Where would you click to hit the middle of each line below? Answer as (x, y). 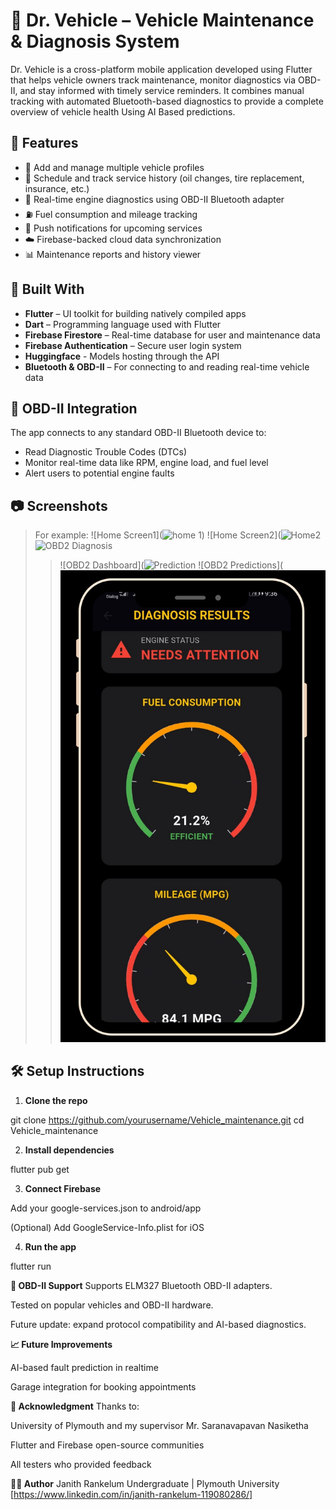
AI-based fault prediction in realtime (84, 1367)
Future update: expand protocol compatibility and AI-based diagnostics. (158, 1324)
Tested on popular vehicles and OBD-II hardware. (112, 1305)
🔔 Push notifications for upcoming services (113, 228)
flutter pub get (40, 1169)
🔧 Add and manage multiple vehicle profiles (114, 167)
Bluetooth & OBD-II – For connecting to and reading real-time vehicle (167, 366)
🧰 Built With (47, 289)
